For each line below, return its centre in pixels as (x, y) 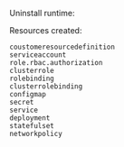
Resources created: (46, 30)
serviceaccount (38, 55)
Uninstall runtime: (42, 13)
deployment (30, 118)
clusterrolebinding (46, 87)
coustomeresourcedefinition (62, 47)
